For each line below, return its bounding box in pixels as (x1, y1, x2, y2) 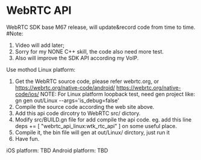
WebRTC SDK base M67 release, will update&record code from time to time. (6, 23, 196, 31)
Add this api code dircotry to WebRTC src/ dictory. (14, 109, 141, 117)
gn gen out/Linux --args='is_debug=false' (14, 97, 120, 104)
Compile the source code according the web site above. (14, 103, 155, 110)
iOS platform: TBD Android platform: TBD (6, 147, 109, 154)
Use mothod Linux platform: (6, 66, 75, 73)
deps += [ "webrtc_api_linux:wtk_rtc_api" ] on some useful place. (14, 122, 177, 129)
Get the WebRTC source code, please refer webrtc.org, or (14, 78, 159, 85)
